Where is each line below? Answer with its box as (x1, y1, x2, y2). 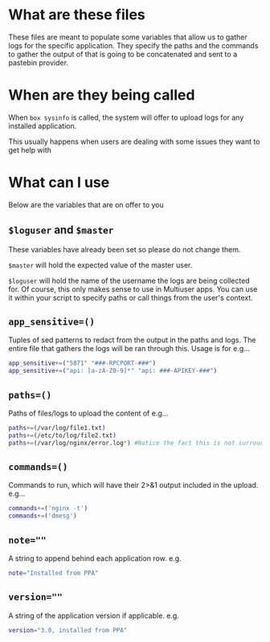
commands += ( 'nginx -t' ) (8, 505, 88, 513)
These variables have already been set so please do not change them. (8, 244, 241, 254)
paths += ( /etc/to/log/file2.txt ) (8, 431, 117, 440)
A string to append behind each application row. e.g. (8, 554, 182, 563)
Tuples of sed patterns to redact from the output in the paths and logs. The (8, 335, 256, 345)
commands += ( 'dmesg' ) (8, 512, 78, 520)
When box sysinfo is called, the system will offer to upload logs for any (8, 112, 244, 122)
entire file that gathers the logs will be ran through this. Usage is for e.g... (8, 344, 251, 354)
